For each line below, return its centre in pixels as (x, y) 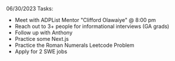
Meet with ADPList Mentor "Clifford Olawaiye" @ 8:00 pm (85, 20)
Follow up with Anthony (43, 33)
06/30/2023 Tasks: (30, 9)
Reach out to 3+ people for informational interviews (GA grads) (92, 26)
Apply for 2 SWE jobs (41, 52)
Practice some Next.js (42, 39)
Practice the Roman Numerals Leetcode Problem (75, 45)
